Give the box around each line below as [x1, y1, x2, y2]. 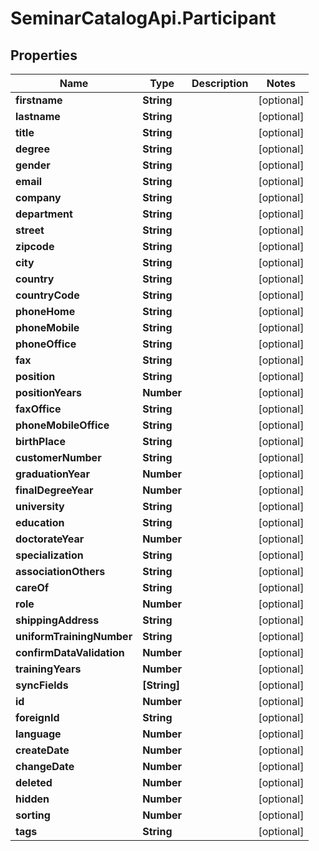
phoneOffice [15, 337, 77, 351]
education [15, 516, 65, 529]
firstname [15, 93, 63, 107]
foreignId [15, 711, 60, 724]
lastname [15, 110, 61, 123]
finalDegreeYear [15, 483, 94, 497]
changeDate [15, 760, 75, 773]
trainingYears [15, 662, 82, 676]
